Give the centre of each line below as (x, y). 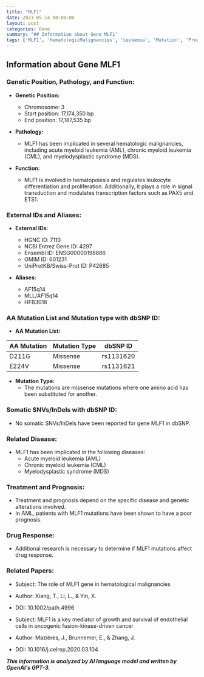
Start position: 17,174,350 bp (59, 114)
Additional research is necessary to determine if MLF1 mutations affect (104, 549)
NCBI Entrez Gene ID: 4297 (58, 246)
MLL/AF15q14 (41, 296)
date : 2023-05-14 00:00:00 (40, 18)
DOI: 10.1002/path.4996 (45, 607)
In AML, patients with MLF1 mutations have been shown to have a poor (104, 513)
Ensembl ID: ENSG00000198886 (65, 253)
